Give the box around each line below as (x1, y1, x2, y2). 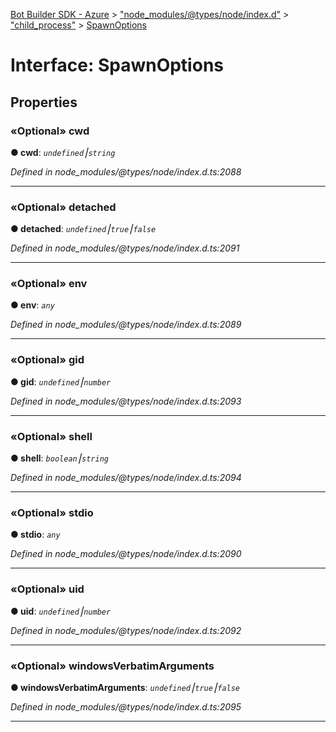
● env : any (10, 299, 55, 311)
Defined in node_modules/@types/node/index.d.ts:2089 (10, 319, 242, 331)
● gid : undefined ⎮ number (10, 375, 112, 388)
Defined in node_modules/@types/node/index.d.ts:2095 (10, 700, 242, 713)
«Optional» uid (10, 582, 85, 596)
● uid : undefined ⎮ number (10, 605, 112, 617)
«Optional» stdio (10, 505, 94, 519)
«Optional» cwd (10, 124, 90, 138)
